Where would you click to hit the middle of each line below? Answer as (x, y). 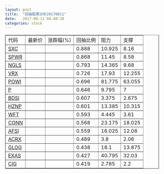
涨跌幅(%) (60, 40)
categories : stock (24, 23)
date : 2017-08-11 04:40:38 (35, 19)
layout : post (18, 10)
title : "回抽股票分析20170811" (36, 14)
